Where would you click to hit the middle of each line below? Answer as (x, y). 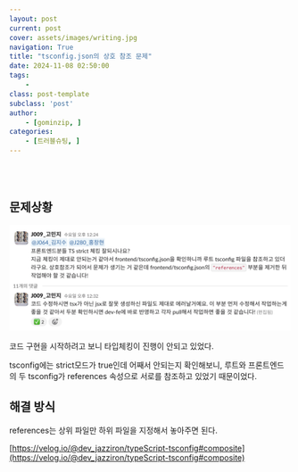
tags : (19, 76)
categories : (31, 132)
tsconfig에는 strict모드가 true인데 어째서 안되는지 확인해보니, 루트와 (128, 365)
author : (24, 113)
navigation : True (41, 47)
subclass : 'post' (41, 104)
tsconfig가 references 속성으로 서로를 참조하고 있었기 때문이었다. (142, 376)
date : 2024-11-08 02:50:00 (59, 66)
